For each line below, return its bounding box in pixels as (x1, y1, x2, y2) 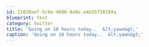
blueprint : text (6, 15, 48, 21)
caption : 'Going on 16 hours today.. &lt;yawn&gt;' (6, 32, 144, 38)
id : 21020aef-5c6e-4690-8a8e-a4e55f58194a (6, 9, 117, 15)
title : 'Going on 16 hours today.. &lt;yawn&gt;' (6, 26, 139, 32)
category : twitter (6, 20, 53, 26)
